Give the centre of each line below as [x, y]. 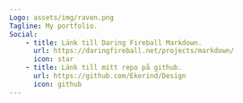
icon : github [57, 84]
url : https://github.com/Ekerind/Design [109, 76]
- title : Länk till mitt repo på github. [104, 68]
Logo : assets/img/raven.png [62, 17]
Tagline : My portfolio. [54, 26]
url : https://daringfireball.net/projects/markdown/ [134, 51]
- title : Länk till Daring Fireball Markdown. [114, 43]
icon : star [53, 59]
